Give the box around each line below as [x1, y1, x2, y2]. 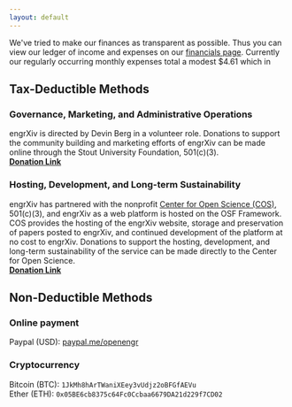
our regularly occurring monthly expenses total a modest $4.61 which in [9, 56, 272, 66]
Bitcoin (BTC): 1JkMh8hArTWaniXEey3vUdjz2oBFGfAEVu [9, 379, 196, 389]
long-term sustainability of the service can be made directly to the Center [9, 245, 277, 257]
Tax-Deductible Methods [9, 81, 150, 97]
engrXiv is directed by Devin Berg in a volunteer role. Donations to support [9, 128, 280, 139]
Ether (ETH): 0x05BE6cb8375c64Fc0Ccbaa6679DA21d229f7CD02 [9, 388, 223, 399]
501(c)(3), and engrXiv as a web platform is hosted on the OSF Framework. [9, 208, 282, 219]
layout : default [9, 12, 69, 22]
